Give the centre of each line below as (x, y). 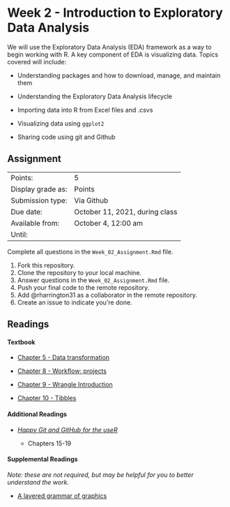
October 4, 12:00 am (109, 223)
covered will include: (37, 61)
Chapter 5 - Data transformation (63, 358)
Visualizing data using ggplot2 (61, 123)
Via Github (91, 200)
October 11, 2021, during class (126, 212)
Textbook (21, 342)
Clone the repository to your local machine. (79, 272)
